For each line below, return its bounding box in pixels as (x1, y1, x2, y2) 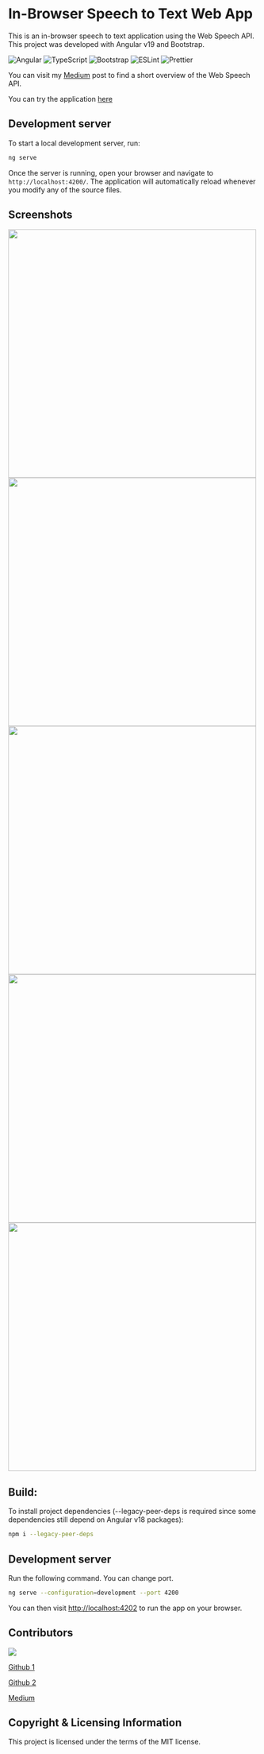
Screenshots (8, 208, 73, 222)
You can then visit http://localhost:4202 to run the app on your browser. (8, 1603, 243, 1613)
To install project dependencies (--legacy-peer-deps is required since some (8, 1507, 256, 1516)
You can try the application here (8, 94, 113, 103)
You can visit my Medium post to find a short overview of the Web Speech (8, 70, 251, 79)
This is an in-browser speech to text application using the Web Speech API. (8, 31, 255, 41)
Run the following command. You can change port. (8, 1573, 174, 1582)
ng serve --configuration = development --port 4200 (8, 1589, 179, 1597)
